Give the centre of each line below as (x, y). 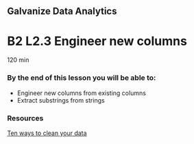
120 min (18, 60)
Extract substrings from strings (61, 100)
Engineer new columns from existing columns (81, 93)
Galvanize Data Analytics (62, 11)
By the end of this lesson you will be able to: (82, 78)
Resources (25, 118)
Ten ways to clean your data (47, 133)
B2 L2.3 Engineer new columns (97, 41)
